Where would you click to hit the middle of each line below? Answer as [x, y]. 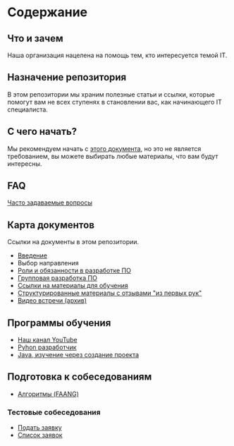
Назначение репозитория [67, 77]
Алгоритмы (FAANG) [48, 394]
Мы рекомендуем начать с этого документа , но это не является [104, 148]
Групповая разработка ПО [57, 278]
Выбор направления [48, 263]
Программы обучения [59, 323]
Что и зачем [35, 38]
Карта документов [51, 225]
